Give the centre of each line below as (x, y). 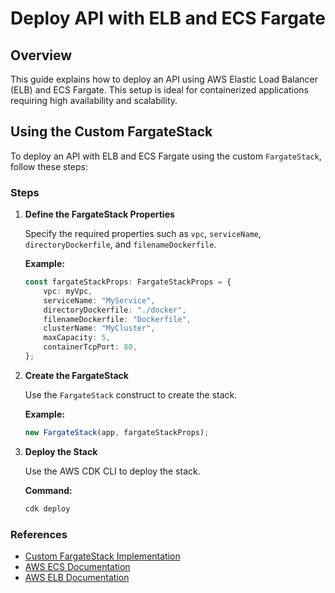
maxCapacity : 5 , (77, 338)
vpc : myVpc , (68, 291)
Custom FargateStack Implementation (102, 556)
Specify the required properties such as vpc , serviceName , (143, 234)
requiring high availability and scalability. (94, 100)
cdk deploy (47, 508)
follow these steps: (49, 166)
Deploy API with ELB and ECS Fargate (168, 18)
